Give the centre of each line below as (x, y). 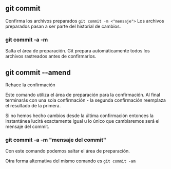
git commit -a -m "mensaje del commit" (56, 140)
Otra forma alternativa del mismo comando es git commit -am (71, 161)
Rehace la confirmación (30, 85)
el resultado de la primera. (33, 105)
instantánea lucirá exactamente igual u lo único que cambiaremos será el (82, 121)
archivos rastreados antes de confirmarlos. (51, 57)
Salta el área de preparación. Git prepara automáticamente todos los (78, 51)
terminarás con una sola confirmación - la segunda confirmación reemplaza (85, 100)
